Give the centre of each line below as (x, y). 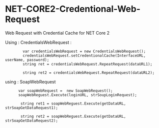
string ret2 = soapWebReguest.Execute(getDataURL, (73, 116)
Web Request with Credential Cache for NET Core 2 (57, 33)
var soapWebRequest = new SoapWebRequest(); (65, 91)
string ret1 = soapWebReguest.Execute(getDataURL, (73, 104)
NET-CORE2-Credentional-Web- (73, 9)
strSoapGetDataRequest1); (31, 108)
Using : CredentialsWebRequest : (39, 42)
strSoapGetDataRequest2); (31, 121)
